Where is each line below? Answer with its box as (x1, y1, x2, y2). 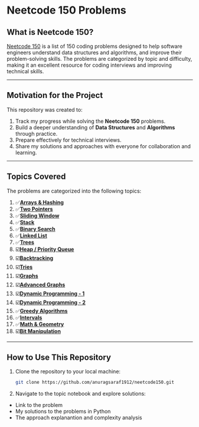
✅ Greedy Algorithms (15, 307, 68, 314)
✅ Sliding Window (15, 212, 60, 219)
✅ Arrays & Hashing (15, 198, 64, 206)
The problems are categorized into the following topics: (6, 187, 142, 194)
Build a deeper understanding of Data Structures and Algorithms (15, 123, 175, 131)
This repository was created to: (6, 106, 83, 113)
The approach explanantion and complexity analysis (15, 414, 142, 421)
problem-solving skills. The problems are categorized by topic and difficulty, (6, 56, 193, 62)
